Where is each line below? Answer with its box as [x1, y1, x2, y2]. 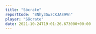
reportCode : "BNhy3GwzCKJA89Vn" [5, 12, 73, 17]
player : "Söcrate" [5, 16, 44, 21]
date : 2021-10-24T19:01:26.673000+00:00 [5, 21, 91, 26]
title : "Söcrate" [5, 7, 42, 12]
